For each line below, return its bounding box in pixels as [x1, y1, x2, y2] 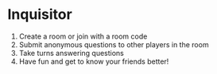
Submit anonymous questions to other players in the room [18, 39, 209, 49]
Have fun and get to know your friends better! [18, 57, 169, 66]
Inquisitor [7, 6, 72, 24]
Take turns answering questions [18, 48, 124, 57]
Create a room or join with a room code [18, 31, 148, 41]
